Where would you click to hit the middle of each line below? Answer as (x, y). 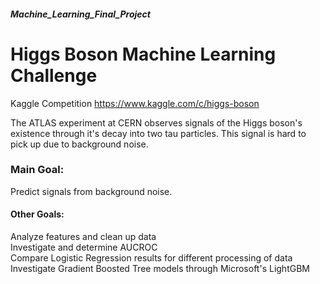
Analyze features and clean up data (83, 237)
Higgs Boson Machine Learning (143, 54)
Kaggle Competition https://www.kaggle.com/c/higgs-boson (135, 103)
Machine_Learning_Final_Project (80, 14)
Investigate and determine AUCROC (84, 247)
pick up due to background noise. (79, 144)
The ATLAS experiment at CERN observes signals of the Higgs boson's (156, 122)
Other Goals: (37, 214)
